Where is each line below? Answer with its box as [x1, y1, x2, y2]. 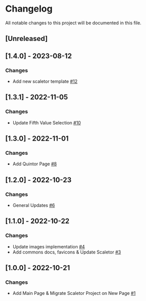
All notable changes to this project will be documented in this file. [5, 20, 142, 26]
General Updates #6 [12, 202, 55, 208]
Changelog [5, 3, 53, 15]
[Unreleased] [5, 34, 48, 43]
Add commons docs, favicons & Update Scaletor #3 [12, 249, 121, 255]
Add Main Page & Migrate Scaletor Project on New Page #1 [12, 290, 136, 296]
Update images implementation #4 [12, 243, 85, 249]
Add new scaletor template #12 [12, 78, 78, 84]
